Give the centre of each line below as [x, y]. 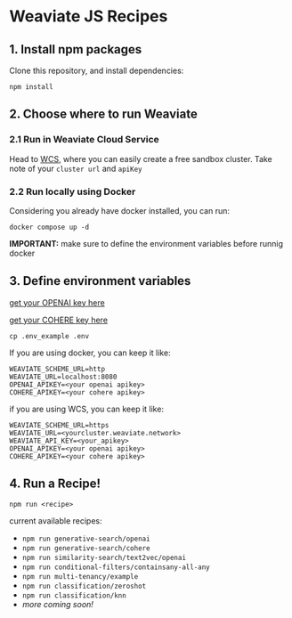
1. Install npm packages [76, 49]
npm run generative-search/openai [86, 539]
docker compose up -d [49, 227]
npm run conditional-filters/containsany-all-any [116, 567]
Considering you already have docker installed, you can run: [119, 210]
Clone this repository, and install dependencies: [97, 70]
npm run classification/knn [74, 595]
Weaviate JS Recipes [89, 16]
